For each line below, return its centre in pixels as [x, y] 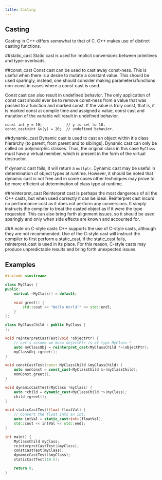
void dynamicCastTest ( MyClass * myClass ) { [49, 387]
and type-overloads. [26, 61]
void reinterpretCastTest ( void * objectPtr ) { [52, 338]
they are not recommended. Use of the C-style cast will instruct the [72, 234]
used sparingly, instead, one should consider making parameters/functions [80, 80]
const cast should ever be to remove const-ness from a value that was [76, 100]
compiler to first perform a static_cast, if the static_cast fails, [66, 239]
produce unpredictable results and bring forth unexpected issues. [71, 250]
